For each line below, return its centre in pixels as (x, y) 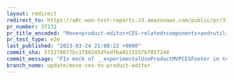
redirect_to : (25, 20)
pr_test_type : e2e (33, 40)
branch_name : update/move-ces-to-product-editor (79, 65)
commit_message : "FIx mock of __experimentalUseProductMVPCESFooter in (113, 59)
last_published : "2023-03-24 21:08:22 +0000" (74, 46)
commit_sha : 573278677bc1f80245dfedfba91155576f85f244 (88, 53)
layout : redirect (32, 14)
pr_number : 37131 (32, 26)
